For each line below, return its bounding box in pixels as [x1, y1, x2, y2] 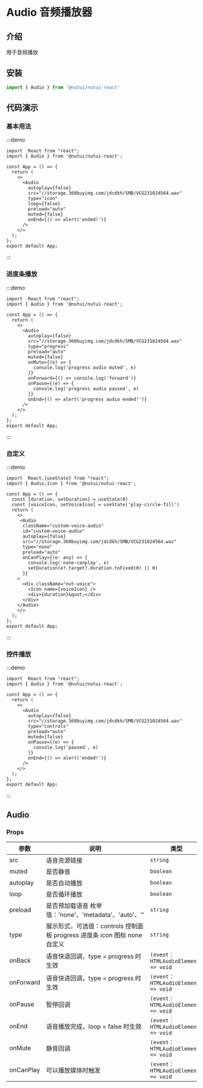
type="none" [22, 544, 53, 550]
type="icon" [28, 196, 59, 202]
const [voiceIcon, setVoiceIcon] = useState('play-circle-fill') [11, 501, 180, 507]
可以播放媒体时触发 [46, 1066, 101, 1074]
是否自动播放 [46, 878, 83, 887]
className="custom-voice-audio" [22, 523, 104, 529]
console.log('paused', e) [33, 744, 98, 751]
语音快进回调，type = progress [46, 974, 134, 982]
